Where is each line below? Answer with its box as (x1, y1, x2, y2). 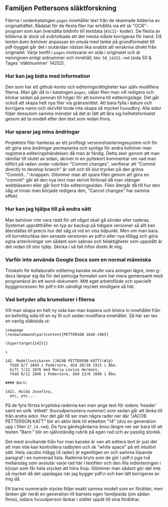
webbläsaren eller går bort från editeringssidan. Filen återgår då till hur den (5, 183, 160, 189)
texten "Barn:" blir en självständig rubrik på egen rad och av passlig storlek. (5, 429, 161, 435)
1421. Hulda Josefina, (5, 389, 53, 394)
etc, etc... (10, 394, 35, 399)
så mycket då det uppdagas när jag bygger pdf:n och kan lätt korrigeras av (5, 471, 159, 477)
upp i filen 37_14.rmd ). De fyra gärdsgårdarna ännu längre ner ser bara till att (5, 424, 163, 430)
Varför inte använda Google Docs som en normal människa (5, 256, 151, 263)
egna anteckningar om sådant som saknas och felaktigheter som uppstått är (5, 238, 163, 244)
